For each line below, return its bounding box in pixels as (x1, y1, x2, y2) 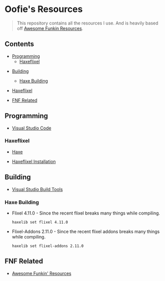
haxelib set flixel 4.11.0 (11, 219, 68, 224)
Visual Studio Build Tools (11, 186, 63, 192)
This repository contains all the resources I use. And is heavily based (16, 20, 159, 26)
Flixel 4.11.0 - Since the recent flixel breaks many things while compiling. (11, 210, 161, 216)
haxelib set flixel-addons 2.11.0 (11, 243, 84, 248)
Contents (4, 40, 34, 48)
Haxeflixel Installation (11, 158, 56, 164)
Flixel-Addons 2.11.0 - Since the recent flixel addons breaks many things (11, 228, 160, 234)
